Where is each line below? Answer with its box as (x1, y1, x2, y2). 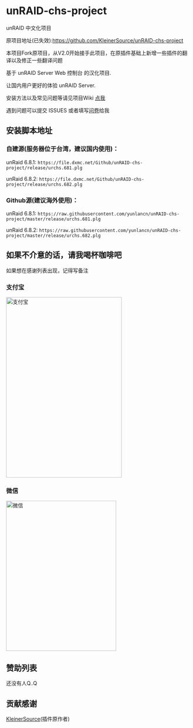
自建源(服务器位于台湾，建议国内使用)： (6, 145, 119, 153)
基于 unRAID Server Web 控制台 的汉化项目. (6, 69, 111, 76)
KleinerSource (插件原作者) (6, 715, 70, 722)
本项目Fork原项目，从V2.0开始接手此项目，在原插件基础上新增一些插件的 (6, 49, 182, 57)
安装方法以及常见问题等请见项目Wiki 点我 (6, 94, 106, 101)
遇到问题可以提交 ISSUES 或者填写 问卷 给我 (6, 107, 110, 114)
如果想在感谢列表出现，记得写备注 (6, 267, 89, 274)
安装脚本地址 (6, 125, 53, 136)
